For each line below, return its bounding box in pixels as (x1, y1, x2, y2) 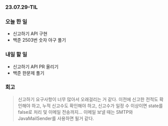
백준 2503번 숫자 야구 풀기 (12, 37, 66, 43)
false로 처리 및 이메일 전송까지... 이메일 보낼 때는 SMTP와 (17, 109, 133, 115)
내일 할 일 (5, 51, 27, 58)
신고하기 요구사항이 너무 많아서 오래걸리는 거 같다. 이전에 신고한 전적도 (17, 96, 158, 102)
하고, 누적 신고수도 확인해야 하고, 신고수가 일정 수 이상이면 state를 (31, 103, 163, 109)
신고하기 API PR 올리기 (12, 64, 59, 70)
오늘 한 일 (5, 18, 27, 25)
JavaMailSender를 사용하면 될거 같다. (17, 115, 94, 121)
